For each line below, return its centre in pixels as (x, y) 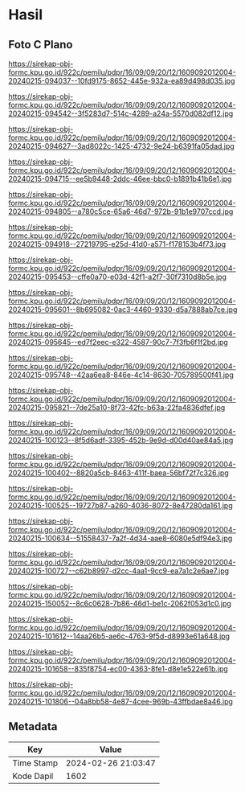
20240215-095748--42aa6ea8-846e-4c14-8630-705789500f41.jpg (121, 375)
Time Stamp (35, 763)
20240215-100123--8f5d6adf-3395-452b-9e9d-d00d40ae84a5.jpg (121, 440)
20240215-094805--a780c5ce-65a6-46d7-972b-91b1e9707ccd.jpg (121, 211)
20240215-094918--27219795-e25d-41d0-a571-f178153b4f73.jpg (117, 244)
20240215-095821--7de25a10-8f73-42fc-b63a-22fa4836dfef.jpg (117, 407)
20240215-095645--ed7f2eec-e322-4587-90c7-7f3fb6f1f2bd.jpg (118, 342)
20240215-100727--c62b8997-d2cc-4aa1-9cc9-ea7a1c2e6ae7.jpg (119, 571)
